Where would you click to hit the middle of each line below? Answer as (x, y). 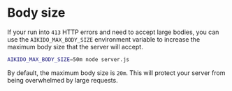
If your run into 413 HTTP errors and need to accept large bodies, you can (113, 32)
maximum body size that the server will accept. (75, 47)
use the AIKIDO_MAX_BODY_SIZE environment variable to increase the (104, 39)
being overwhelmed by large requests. (63, 80)
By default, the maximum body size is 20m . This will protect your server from (116, 73)
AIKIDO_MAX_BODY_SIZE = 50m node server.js (68, 59)
